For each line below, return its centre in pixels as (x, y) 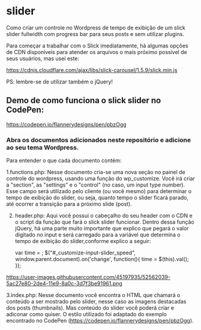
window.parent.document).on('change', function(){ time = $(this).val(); (102, 259)
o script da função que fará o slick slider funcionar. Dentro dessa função (104, 222)
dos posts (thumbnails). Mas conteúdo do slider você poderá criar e (90, 308)
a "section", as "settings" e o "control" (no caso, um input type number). (95, 185)
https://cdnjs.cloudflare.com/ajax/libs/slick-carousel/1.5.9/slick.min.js (92, 70)
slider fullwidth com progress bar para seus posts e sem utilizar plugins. (95, 34)
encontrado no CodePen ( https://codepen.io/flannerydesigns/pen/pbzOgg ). (100, 321)
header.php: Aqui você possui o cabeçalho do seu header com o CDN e (104, 216)
